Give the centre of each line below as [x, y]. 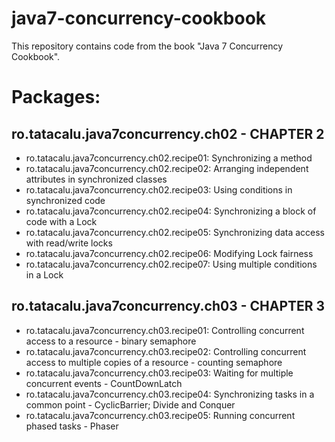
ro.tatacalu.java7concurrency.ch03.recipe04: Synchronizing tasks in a [170, 394]
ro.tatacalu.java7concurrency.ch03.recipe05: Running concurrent [160, 415]
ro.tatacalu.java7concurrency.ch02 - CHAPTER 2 [168, 133]
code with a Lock [61, 221]
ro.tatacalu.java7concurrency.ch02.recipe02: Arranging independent [167, 168]
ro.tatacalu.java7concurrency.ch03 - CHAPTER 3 [168, 306]
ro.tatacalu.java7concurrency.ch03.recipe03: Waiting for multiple [159, 373]
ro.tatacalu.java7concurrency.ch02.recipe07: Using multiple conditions [171, 264]
